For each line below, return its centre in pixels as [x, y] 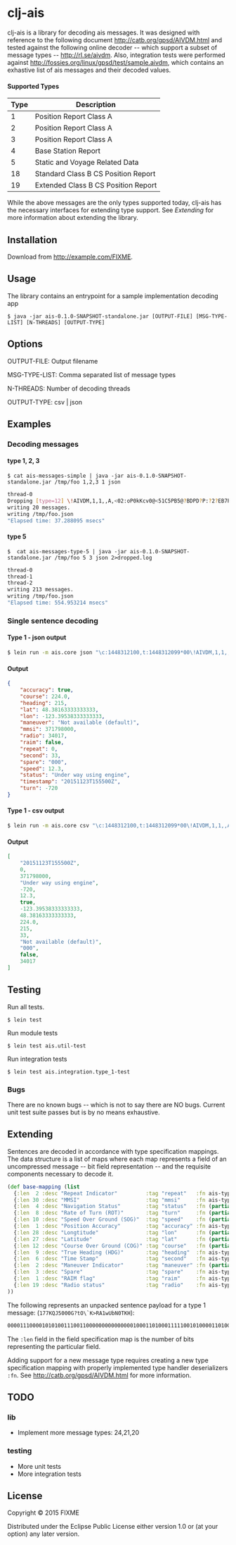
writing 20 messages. [39, 507]
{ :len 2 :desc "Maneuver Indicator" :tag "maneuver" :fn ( [113, 1266]
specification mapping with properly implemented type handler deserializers [118, 1367]
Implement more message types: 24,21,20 [78, 1433]
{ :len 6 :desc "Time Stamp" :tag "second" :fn [110, 1259]
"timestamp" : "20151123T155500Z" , [70, 782]
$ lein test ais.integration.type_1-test [69, 1072]
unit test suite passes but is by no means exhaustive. [84, 1112]
